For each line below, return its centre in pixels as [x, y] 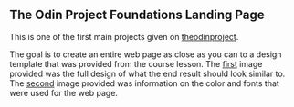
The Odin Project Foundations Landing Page [137, 15]
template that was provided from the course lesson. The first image [136, 63]
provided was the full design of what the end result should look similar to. [147, 73]
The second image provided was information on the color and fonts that [145, 83]
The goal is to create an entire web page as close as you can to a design [146, 54]
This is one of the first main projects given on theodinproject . [124, 36]
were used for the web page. [64, 92]
